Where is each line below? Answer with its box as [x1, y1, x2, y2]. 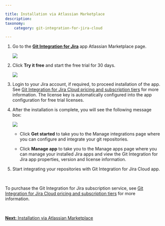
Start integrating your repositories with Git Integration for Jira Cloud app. [12, 166, 161, 172]
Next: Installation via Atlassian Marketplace [5, 215, 93, 221]
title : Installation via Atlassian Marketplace [5, 11, 105, 16]
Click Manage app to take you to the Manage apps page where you [19, 146, 157, 152]
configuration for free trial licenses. [12, 97, 84, 103]
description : [5, 16, 32, 21]
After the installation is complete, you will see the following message [12, 107, 152, 113]
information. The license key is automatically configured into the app [12, 92, 152, 98]
